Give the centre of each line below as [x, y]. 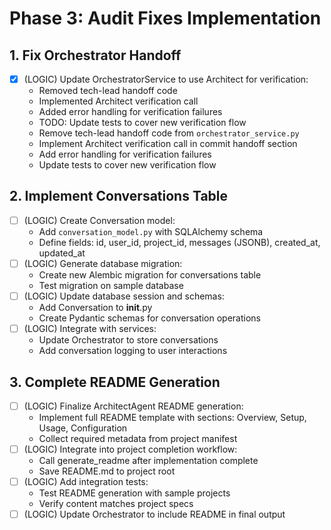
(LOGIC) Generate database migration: [103, 263]
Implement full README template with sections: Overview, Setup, [172, 417]
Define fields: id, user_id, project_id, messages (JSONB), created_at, [179, 242]
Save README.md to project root [107, 471]
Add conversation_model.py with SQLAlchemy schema [151, 231]
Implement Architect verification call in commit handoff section [168, 144]
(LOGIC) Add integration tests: [86, 482]
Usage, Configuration [83, 428]
